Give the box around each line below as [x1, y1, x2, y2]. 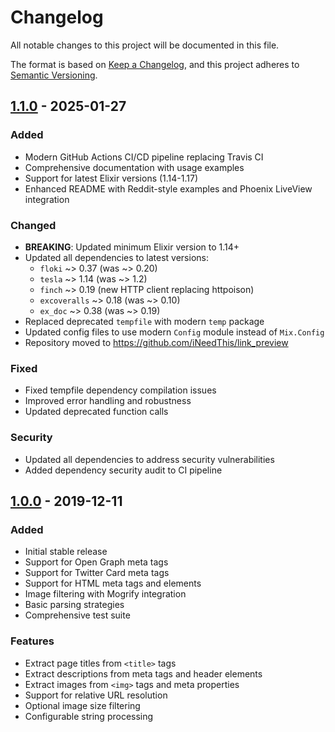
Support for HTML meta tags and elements [24, 577, 202, 590]
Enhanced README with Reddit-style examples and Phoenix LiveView [24, 182, 313, 195]
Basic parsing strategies [24, 599, 125, 611]
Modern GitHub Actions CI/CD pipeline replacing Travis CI [24, 151, 264, 163]
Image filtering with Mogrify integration [24, 588, 187, 600]
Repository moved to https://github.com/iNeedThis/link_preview [24, 336, 289, 348]
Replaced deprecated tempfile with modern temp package [24, 315, 265, 327]
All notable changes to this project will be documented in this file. [10, 39, 280, 51]
